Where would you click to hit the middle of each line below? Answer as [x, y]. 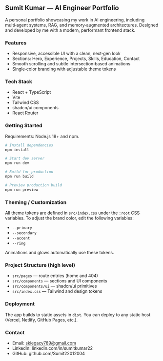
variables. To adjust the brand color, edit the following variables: [70, 218]
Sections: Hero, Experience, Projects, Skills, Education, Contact [76, 59]
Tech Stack [19, 81]
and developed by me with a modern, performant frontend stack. [70, 30]
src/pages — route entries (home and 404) [55, 276]
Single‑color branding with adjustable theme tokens [64, 69]
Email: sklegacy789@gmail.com [44, 343]
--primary [22, 228]
